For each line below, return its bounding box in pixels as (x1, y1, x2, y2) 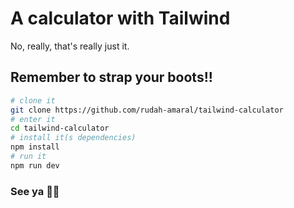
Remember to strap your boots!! (10, 69, 213, 86)
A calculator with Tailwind (10, 7, 231, 30)
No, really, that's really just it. (10, 40, 130, 52)
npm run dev (10, 160, 60, 171)
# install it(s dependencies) (10, 133, 137, 143)
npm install (10, 142, 60, 152)
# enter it (10, 114, 56, 124)
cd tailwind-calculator (10, 123, 110, 134)
